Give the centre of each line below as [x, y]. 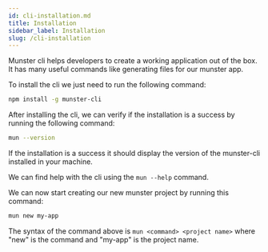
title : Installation [43, 23]
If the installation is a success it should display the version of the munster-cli [134, 153]
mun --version [32, 138]
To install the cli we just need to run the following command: [107, 85]
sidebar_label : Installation [57, 30]
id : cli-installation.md [50, 16]
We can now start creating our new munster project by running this [119, 192]
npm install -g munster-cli [55, 100]
